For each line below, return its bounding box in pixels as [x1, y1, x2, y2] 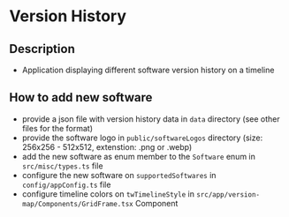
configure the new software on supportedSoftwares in [21, 169, 217, 180]
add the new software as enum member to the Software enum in [21, 151, 256, 161]
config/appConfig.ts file [21, 179, 111, 190]
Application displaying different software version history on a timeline [21, 64, 275, 75]
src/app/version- [195, 190, 261, 199]
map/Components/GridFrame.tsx [21, 199, 134, 208]
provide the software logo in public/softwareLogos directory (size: [21, 132, 263, 143]
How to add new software [9, 90, 153, 105]
